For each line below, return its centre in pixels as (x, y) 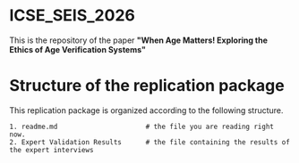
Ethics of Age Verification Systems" (77, 49)
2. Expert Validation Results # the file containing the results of (150, 142)
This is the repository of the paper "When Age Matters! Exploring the (139, 40)
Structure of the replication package (147, 86)
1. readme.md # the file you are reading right (142, 126)
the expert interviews (51, 150)
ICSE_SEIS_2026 (73, 16)
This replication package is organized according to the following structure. (146, 110)
